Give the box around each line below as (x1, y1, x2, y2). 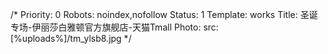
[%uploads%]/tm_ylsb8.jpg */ (10, 33, 132, 44)
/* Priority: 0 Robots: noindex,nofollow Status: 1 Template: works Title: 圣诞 (10, 9, 318, 20)
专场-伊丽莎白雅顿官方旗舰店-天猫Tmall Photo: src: (10, 21, 219, 33)
